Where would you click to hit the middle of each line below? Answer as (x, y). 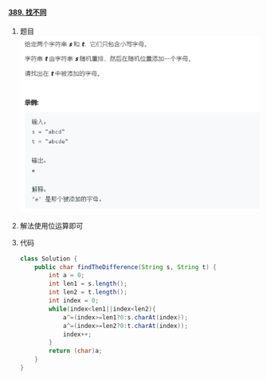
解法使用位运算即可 (51, 225)
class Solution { (49, 259)
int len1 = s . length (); (88, 284)
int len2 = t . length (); (88, 292)
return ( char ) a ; (76, 351)
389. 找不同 (27, 12)
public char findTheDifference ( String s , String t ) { (126, 267)
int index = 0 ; (74, 301)
